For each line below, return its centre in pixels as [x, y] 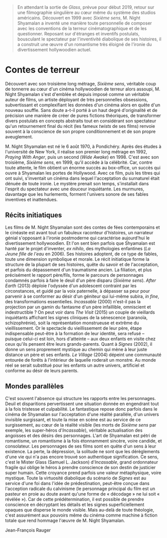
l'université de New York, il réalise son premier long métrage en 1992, [76, 151]
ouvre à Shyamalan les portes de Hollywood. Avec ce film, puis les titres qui [83, 173]
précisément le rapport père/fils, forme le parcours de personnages [74, 275]
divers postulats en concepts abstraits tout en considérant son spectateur [81, 121]
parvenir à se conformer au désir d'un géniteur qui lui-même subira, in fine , [82, 296]
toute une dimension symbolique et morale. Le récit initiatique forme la [77, 259]
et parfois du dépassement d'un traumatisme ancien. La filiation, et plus [79, 270]
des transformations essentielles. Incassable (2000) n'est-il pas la [73, 301]
